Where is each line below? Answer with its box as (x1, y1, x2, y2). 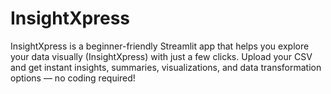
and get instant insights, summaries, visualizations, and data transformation (10, 61, 322, 73)
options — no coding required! (10, 72, 136, 84)
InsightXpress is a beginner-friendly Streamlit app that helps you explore (10, 40, 310, 52)
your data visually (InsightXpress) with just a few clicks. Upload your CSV (10, 50, 313, 62)
